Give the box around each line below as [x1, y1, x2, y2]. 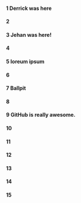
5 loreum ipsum [6, 58, 45, 65]
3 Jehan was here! [6, 31, 52, 38]
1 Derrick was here [6, 5, 52, 12]
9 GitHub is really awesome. [6, 111, 76, 118]
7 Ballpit [6, 85, 26, 92]
